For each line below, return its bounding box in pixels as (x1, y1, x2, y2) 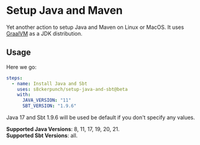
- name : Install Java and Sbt (11, 81, 87, 87)
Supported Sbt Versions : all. (6, 132, 78, 139)
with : (17, 91, 31, 98)
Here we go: (6, 63, 37, 70)
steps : (6, 75, 23, 81)
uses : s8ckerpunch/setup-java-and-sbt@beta (17, 86, 128, 92)
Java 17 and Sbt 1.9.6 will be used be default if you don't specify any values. (6, 114, 195, 121)
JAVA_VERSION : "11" (22, 97, 71, 103)
